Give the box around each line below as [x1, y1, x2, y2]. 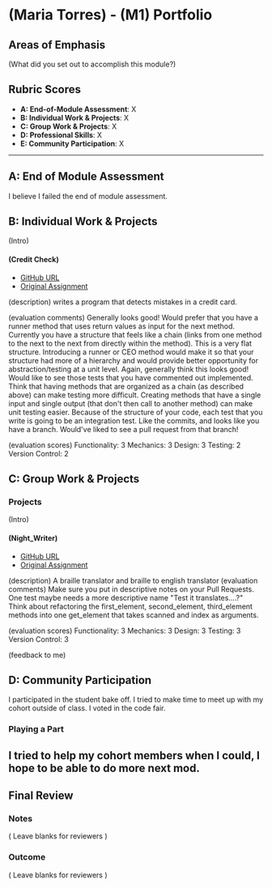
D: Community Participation [8, 673, 152, 687]
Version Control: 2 [8, 448, 69, 458]
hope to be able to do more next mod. [8, 761, 200, 775]
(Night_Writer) [8, 533, 58, 543]
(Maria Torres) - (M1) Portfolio [8, 6, 213, 24]
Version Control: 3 [8, 634, 69, 644]
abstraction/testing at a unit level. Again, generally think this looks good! [8, 364, 249, 374]
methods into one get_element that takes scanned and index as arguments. [8, 609, 259, 620]
